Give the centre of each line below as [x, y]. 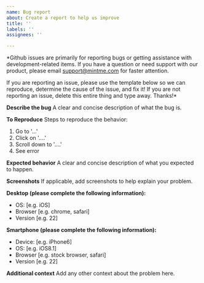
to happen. [20, 169]
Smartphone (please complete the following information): [81, 230]
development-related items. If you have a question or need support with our [102, 64]
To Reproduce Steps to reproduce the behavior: [67, 120]
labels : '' [20, 29]
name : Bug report [29, 12]
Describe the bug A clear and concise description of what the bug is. [94, 107]
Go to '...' [26, 131]
